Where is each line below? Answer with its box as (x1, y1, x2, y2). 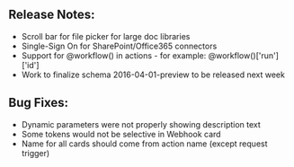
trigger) (21, 147, 50, 158)
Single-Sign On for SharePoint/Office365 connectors (21, 40, 218, 51)
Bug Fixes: (8, 95, 69, 110)
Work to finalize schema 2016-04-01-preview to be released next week (21, 69, 285, 80)
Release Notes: (8, 7, 95, 22)
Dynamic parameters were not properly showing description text (21, 119, 262, 129)
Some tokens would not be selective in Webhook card (21, 128, 221, 139)
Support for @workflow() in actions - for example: (21, 49, 207, 61)
